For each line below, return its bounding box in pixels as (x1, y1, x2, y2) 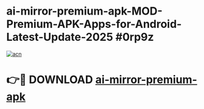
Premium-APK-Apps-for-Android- (6, 17, 182, 31)
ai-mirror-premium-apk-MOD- (6, 4, 163, 18)
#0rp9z (115, 30, 154, 44)
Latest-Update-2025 (6, 30, 114, 44)
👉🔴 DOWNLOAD (6, 73, 93, 86)
